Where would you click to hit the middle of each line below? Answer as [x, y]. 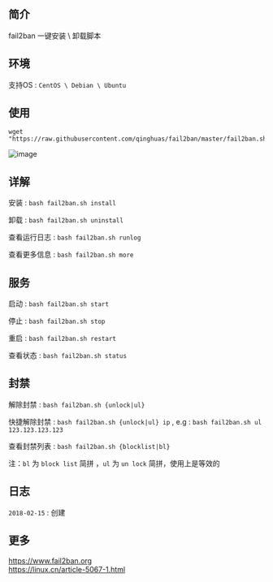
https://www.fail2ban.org [50, 560]
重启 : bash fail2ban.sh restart [62, 338]
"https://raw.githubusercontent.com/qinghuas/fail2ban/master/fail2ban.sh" [139, 139]
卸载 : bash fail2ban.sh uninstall [66, 220]
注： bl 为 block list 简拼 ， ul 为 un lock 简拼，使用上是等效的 [114, 463]
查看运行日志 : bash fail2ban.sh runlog [75, 237]
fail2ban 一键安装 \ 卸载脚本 [55, 36]
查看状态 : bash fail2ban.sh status [68, 356]
